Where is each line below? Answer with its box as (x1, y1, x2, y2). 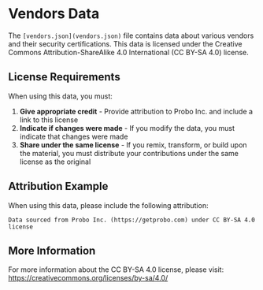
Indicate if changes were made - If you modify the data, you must (19, 123, 235, 132)
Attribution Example (8, 180, 109, 193)
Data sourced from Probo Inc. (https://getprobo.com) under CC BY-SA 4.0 (8, 216, 256, 224)
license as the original (19, 157, 91, 166)
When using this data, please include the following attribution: (8, 200, 209, 210)
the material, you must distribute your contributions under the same (19, 148, 239, 158)
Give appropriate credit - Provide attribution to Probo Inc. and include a (19, 106, 254, 116)
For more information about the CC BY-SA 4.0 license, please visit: (8, 265, 224, 274)
